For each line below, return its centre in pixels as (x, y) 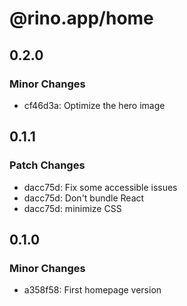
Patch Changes (47, 165)
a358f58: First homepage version (92, 290)
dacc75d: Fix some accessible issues (100, 187)
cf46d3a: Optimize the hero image (94, 105)
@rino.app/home (81, 18)
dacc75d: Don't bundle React (84, 198)
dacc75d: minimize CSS (72, 208)
